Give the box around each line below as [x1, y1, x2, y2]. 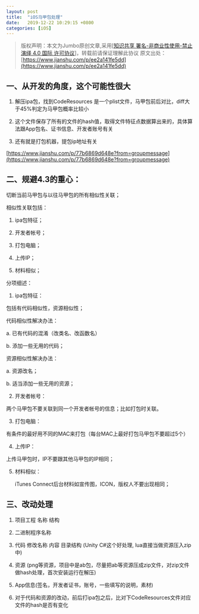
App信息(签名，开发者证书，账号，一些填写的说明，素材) [14, 581, 153, 589]
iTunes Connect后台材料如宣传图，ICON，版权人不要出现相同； [14, 480, 171, 487]
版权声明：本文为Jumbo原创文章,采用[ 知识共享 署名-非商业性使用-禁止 [20, 42, 193, 49]
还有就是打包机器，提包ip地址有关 [14, 138, 98, 145]
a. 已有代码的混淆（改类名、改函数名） [6, 329, 101, 337]
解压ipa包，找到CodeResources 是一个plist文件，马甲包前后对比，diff [14, 98, 185, 105]
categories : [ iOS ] [6, 25, 52, 31]
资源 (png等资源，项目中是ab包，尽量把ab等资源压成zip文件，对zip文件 [14, 561, 190, 568]
